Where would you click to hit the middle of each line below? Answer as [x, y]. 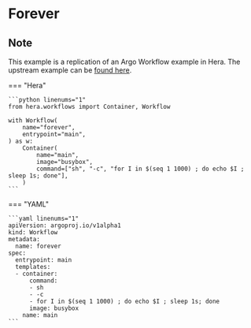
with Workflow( [33, 121]
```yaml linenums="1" [44, 218]
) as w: [21, 141]
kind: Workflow [33, 233]
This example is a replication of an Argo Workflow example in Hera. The [124, 61]
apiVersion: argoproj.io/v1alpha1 [65, 225]
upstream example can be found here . [70, 70]
